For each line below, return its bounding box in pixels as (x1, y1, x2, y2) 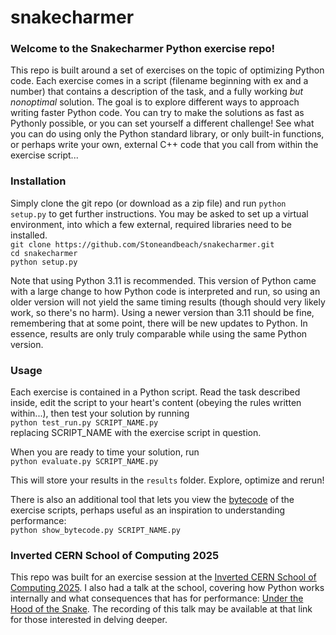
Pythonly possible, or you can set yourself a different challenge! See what (10, 117, 315, 130)
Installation (10, 174, 67, 188)
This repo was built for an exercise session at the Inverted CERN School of (10, 571, 317, 583)
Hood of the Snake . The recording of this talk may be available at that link (10, 603, 313, 615)
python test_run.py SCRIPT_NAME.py (10, 418, 159, 428)
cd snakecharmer (10, 248, 78, 258)
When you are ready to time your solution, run (10, 446, 200, 458)
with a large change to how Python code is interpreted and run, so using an (10, 285, 321, 297)
